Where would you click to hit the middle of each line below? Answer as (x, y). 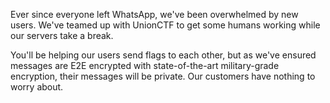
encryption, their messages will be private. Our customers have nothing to (163, 76)
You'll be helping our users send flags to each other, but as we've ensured (163, 55)
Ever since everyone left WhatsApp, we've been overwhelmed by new (154, 14)
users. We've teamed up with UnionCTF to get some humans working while (165, 25)
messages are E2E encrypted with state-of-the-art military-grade (145, 65)
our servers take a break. (62, 35)
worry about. (37, 87)
